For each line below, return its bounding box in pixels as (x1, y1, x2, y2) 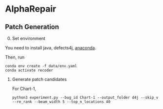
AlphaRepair (5, 3, 56, 15)
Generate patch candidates (12, 77, 67, 82)
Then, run (5, 54, 25, 60)
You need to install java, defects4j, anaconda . (5, 45, 96, 50)
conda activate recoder (5, 68, 54, 73)
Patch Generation (5, 23, 59, 31)
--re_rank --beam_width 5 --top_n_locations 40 (12, 99, 110, 104)
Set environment (12, 35, 45, 41)
